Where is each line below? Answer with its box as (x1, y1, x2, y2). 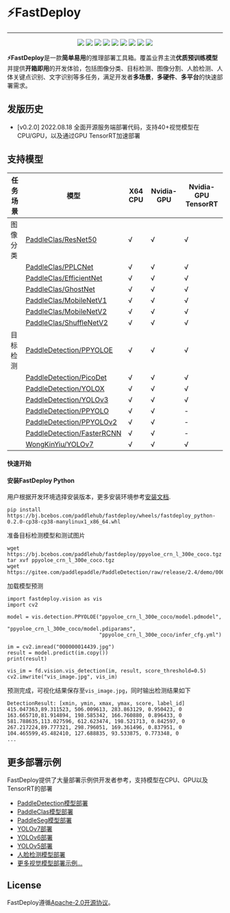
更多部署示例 (7, 756, 62, 768)
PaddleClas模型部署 (16, 807, 74, 816)
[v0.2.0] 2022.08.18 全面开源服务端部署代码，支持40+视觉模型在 (16, 123, 200, 131)
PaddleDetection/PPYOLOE (25, 345, 113, 354)
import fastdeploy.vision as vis (7, 596, 103, 602)
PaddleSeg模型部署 (16, 816, 73, 825)
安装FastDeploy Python (7, 476, 75, 485)
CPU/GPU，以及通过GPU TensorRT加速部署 (16, 131, 140, 140)
